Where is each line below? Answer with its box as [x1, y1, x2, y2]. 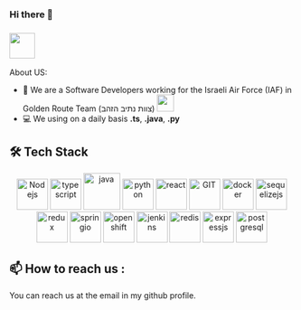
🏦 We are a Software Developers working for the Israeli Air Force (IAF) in [22, 85, 292, 96]
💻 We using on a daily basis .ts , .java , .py [22, 113, 181, 125]
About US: [9, 67, 48, 78]
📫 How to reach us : [9, 261, 126, 277]
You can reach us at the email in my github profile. [9, 289, 196, 301]
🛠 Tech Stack [9, 144, 89, 159]
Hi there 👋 [9, 8, 54, 21]
